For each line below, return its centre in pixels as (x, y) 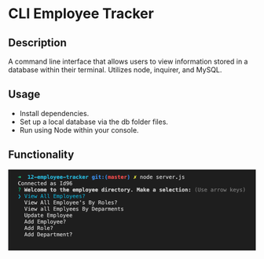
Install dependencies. (54, 113)
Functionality (41, 155)
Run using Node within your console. (79, 129)
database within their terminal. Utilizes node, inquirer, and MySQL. (115, 70)
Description (37, 43)
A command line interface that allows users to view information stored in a (128, 61)
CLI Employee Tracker (81, 14)
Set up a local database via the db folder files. (94, 122)
